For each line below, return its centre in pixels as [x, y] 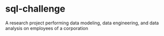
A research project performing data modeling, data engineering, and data [82, 23]
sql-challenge [35, 9]
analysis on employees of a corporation [47, 28]
